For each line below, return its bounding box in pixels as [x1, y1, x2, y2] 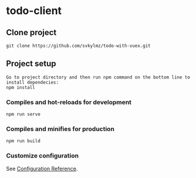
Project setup [6, 59, 57, 69]
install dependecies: [6, 79, 59, 85]
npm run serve [6, 111, 41, 118]
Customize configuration [6, 152, 79, 160]
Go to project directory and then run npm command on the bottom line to [6, 74, 191, 80]
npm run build [6, 138, 41, 144]
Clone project [6, 28, 57, 37]
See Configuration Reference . [6, 165, 78, 172]
